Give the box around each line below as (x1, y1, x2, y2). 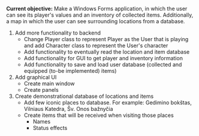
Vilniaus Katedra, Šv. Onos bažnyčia (23, 106, 113, 112)
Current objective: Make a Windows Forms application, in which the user (6, 5, 188, 12)
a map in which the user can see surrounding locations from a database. (6, 18, 185, 24)
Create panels (23, 86, 59, 93)
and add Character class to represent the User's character (23, 42, 168, 49)
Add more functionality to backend (14, 29, 101, 36)
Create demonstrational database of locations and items (14, 92, 154, 100)
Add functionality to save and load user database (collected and (23, 61, 182, 68)
